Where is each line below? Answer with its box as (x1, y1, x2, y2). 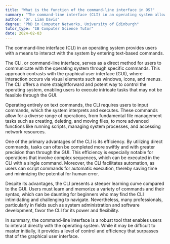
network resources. (5, 129, 46, 134)
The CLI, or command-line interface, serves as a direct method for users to (5, 60, 162, 66)
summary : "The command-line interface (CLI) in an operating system (5, 12, 153, 17)
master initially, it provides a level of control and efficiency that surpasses (5, 228, 158, 234)
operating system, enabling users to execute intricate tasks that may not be (5, 87, 162, 92)
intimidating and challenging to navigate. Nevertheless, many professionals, (5, 197, 163, 203)
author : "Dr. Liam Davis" (5, 17, 60, 22)
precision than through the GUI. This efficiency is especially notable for (5, 150, 153, 155)
